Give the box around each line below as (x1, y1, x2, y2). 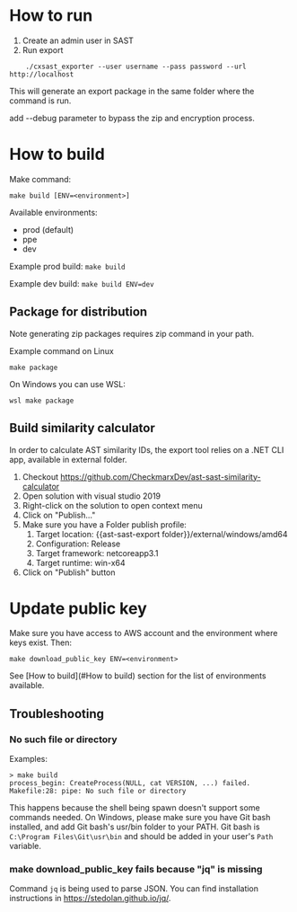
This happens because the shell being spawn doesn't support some (9, 802, 260, 813)
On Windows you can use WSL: (9, 378, 126, 389)
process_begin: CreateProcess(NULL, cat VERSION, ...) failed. (9, 779, 251, 788)
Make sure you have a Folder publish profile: (22, 518, 187, 530)
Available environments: (9, 207, 98, 217)
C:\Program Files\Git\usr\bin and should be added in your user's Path (9, 831, 274, 842)
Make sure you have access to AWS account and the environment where (9, 628, 278, 639)
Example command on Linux (9, 345, 114, 356)
